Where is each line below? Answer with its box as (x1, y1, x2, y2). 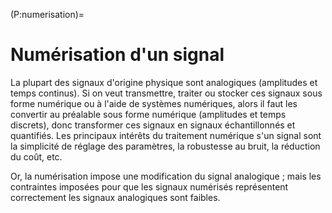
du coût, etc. (10, 150, 63, 163)
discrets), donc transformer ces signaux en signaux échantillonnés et (10, 119, 296, 131)
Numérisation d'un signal (10, 44, 225, 66)
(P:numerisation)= (10, 9, 85, 20)
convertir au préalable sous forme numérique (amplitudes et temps (10, 108, 287, 120)
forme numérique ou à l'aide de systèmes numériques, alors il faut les (10, 97, 298, 109)
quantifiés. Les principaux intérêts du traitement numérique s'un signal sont (10, 129, 322, 141)
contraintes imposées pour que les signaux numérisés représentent (10, 180, 289, 193)
